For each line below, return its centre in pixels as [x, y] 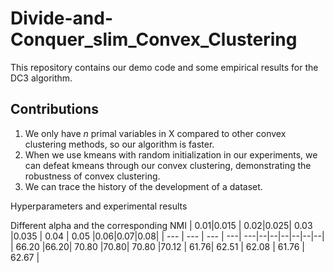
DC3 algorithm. [41, 78]
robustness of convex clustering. [92, 176]
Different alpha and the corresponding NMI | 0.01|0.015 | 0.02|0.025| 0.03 [161, 225]
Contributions [54, 109]
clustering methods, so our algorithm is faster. [119, 144]
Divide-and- [62, 18]
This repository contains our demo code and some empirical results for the [164, 67]
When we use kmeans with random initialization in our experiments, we [171, 154]
